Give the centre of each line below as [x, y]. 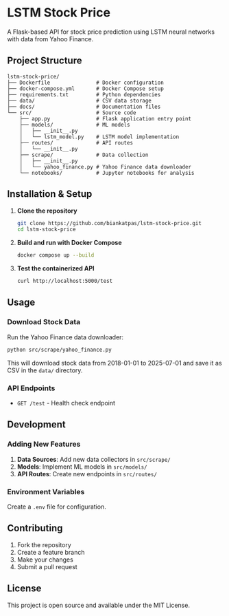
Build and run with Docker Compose [69, 243]
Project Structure [45, 61]
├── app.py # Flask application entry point [106, 118]
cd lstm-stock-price [46, 230]
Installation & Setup [50, 194]
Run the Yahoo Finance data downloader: [65, 337]
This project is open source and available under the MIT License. [99, 605]
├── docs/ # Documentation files [84, 107]
